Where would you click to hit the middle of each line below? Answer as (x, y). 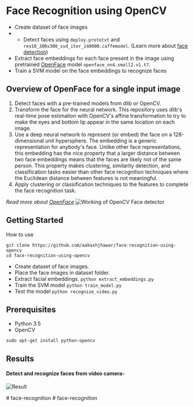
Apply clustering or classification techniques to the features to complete (101, 184)
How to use (20, 234)
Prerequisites (31, 309)
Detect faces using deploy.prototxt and (72, 39)
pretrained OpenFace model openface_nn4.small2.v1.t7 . (82, 64)
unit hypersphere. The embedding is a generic (101, 140)
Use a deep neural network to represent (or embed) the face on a (93, 134)
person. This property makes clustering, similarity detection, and (92, 165)
